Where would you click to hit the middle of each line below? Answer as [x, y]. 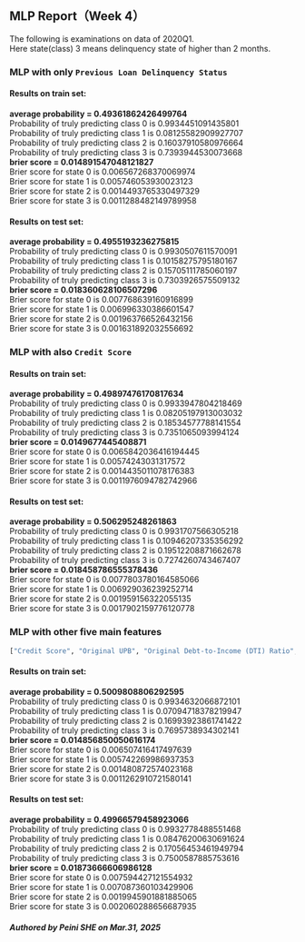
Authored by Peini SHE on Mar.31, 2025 [85, 927]
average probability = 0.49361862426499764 [98, 114]
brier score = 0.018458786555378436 [84, 570]
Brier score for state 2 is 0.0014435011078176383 [102, 471]
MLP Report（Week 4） [77, 16]
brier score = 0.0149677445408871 [78, 442]
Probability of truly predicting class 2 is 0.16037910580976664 [127, 143]
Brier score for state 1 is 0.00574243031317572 [98, 461]
